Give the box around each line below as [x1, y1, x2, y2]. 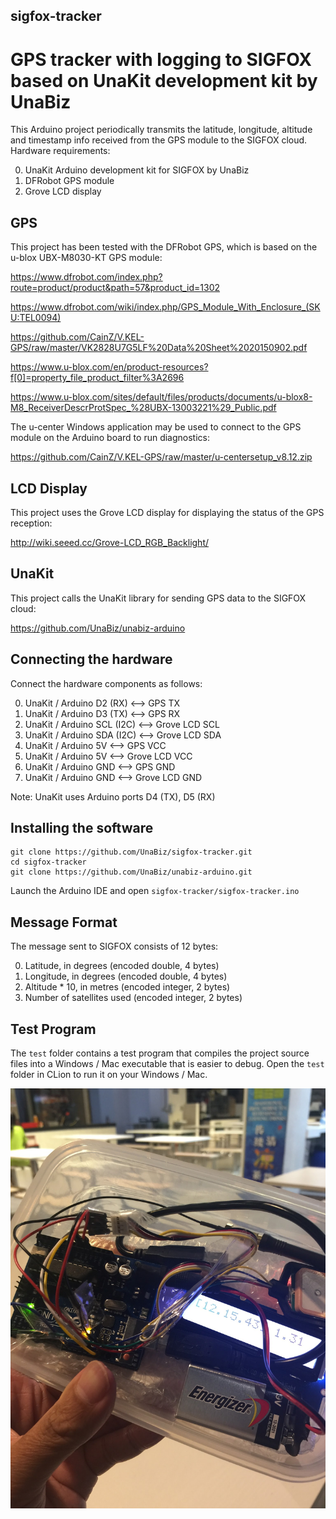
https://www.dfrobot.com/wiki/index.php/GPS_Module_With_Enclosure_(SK [10, 301, 321, 313]
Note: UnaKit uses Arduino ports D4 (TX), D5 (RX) [10, 790, 216, 803]
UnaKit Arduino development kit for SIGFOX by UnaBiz [24, 164, 250, 176]
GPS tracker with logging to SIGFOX [10, 48, 312, 71]
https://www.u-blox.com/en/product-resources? [10, 361, 209, 373]
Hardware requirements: [10, 145, 111, 157]
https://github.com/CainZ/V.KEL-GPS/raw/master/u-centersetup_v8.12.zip [10, 451, 313, 463]
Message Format [10, 914, 118, 931]
